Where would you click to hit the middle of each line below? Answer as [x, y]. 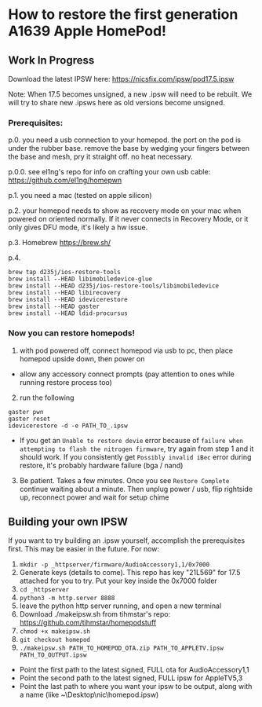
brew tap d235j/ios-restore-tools [65, 273]
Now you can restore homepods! [72, 333]
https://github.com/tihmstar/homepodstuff [88, 623]
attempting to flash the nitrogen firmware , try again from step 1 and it [136, 449]
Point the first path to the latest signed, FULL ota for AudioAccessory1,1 [134, 670]
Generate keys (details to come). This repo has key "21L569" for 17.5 [130, 573]
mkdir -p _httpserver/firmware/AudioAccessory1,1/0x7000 [115, 565]
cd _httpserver [44, 590]
